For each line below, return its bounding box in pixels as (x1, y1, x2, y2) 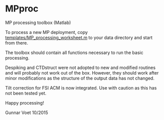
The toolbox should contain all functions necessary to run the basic (5, 49, 144, 55)
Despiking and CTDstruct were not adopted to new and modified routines (5, 64, 156, 70)
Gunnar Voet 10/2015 (5, 109, 48, 115)
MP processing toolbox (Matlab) (5, 19, 71, 25)
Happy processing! (5, 99, 44, 105)
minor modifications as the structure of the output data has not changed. (5, 75, 155, 81)
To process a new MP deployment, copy (5, 29, 88, 35)
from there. (5, 39, 28, 45)
